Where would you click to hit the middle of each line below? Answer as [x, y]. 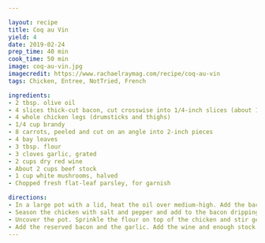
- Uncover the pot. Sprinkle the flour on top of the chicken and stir [128, 219]
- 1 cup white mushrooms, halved [63, 176]
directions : [28, 198]
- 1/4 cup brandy [37, 125]
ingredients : [30, 95]
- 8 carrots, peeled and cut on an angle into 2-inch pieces [111, 132]
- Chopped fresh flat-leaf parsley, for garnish [90, 183]
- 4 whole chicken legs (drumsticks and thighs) [90, 118]
